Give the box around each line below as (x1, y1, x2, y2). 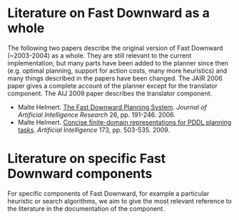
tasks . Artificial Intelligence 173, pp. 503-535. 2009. (17, 125, 170, 134)
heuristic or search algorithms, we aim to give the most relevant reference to (7, 197, 232, 205)
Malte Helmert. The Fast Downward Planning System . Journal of (17, 103, 207, 111)
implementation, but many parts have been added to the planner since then (7, 58, 229, 67)
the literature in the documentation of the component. (7, 204, 166, 213)
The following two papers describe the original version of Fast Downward (7, 43, 223, 52)
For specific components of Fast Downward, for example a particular (7, 189, 210, 197)
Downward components (7, 166, 153, 182)
